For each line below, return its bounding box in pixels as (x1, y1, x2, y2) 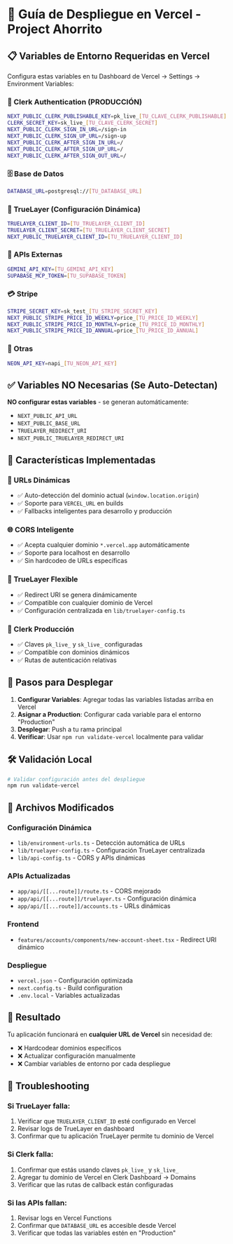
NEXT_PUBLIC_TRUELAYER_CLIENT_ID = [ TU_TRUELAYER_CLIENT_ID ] (7, 233, 183, 241)
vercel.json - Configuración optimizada (17, 976, 133, 985)
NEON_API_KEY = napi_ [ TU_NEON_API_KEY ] (7, 360, 118, 367)
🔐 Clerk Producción (7, 624, 75, 634)
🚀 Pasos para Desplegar (7, 677, 113, 689)
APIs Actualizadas (7, 871, 71, 881)
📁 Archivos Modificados (7, 802, 114, 813)
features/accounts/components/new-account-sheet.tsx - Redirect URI (17, 935, 217, 944)
